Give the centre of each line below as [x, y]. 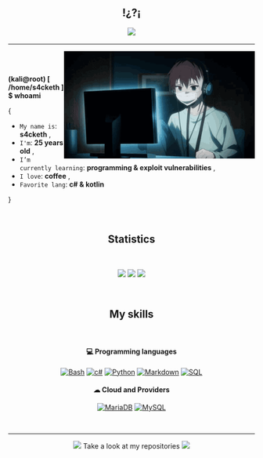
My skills [131, 314]
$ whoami [25, 95]
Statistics [131, 240]
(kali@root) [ [29, 78]
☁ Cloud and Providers [131, 390]
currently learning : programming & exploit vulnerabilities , [117, 167]
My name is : [38, 125]
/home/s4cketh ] [36, 87]
